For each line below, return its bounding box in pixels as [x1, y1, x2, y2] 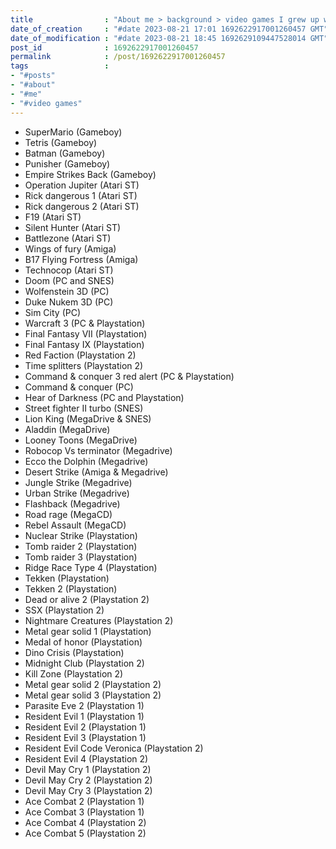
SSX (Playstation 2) [24, 604, 105, 616]
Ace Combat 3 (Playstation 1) [24, 806, 145, 818]
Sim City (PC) [24, 306, 82, 318]
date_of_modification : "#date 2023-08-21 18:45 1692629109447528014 [10, 33, 307, 43]
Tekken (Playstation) [24, 572, 110, 584]
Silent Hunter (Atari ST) [24, 221, 122, 233]
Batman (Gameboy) [24, 147, 106, 159]
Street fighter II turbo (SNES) [24, 402, 144, 414]
